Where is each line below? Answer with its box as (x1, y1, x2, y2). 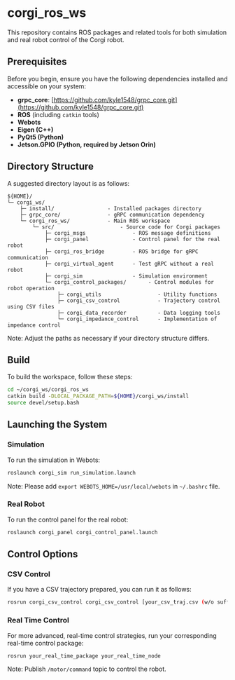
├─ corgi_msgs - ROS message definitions (44, 229, 211, 236)
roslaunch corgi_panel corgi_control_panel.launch (7, 529, 158, 536)
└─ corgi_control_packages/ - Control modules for (44, 278, 215, 285)
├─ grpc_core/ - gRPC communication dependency (20, 211, 205, 218)
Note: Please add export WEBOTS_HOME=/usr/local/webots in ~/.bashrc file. (7, 482, 220, 490)
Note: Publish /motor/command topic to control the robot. (7, 665, 166, 674)
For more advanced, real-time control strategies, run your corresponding (7, 631, 217, 639)
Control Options (7, 548, 78, 560)
